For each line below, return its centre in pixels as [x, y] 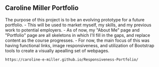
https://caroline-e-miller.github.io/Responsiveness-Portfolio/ [72, 59]
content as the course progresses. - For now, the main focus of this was [77, 40]
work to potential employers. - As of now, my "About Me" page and [72, 30]
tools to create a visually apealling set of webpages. [57, 50]
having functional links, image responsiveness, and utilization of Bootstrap [80, 45]
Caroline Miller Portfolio [42, 8]
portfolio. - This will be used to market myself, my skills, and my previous [78, 25]
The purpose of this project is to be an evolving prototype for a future [75, 19]
